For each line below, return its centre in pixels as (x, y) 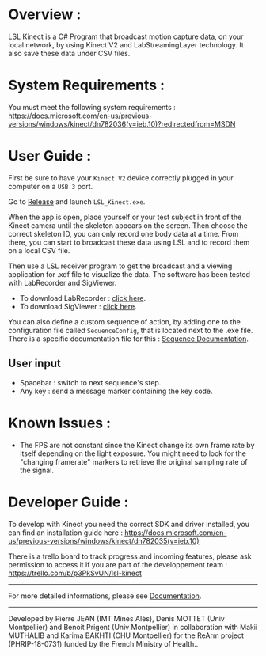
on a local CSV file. (39, 250)
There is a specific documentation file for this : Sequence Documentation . (129, 339)
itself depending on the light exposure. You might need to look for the (133, 453)
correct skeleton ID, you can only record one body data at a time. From (123, 233)
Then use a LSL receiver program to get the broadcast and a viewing (120, 266)
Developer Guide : (68, 502)
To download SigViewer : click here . (78, 306)
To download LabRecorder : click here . (83, 298)
